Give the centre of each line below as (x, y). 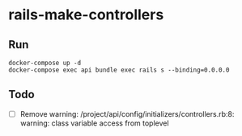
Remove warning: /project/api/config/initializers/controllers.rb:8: (127, 113)
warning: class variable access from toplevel (94, 123)
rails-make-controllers (86, 15)
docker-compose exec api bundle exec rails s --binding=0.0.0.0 (119, 70)
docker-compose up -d (45, 63)
